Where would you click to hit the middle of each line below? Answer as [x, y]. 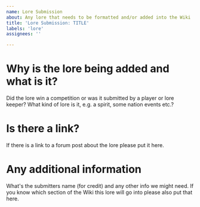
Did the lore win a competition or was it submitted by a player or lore [90, 98]
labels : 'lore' [25, 28]
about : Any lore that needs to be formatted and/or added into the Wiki [99, 17]
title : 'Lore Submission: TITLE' [48, 23]
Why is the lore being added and [88, 69]
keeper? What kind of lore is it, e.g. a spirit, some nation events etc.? [90, 105]
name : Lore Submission [34, 12]
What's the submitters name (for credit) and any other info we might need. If [100, 185]
